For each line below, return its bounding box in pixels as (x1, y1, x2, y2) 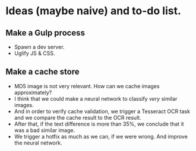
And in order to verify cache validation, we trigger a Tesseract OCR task (14, 108, 191, 115)
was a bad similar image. (14, 126, 75, 134)
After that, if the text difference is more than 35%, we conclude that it (14, 120, 185, 127)
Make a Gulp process (5, 28, 86, 38)
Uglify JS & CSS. (14, 50, 55, 57)
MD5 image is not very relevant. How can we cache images (14, 82, 160, 89)
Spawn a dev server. (14, 43, 65, 50)
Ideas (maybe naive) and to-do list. (5, 4, 182, 18)
